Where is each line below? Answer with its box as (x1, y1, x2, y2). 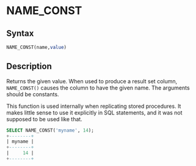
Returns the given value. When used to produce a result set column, (6, 77, 178, 85)
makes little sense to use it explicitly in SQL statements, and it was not (6, 108, 183, 116)
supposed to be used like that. (6, 115, 82, 123)
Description (6, 61, 52, 72)
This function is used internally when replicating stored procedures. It (6, 102, 181, 110)
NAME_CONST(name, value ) (6, 44, 67, 50)
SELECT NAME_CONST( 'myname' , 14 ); (6, 127, 95, 134)
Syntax (6, 28, 34, 39)
